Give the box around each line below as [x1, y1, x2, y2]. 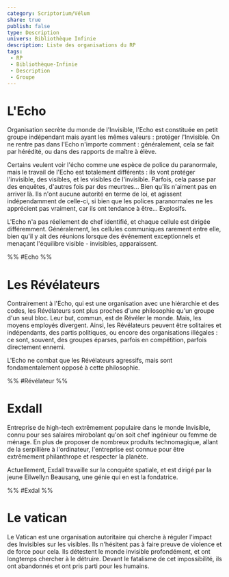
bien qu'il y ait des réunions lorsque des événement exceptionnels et [7, 232, 201, 240]
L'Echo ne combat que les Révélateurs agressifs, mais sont [7, 357, 173, 365]
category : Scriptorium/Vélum [7, 10, 90, 17]
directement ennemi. [7, 343, 66, 351]
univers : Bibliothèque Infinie [7, 36, 96, 42]
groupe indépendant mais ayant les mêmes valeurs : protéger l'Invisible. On [7, 133, 220, 141]
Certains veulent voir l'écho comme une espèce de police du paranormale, [7, 161, 217, 169]
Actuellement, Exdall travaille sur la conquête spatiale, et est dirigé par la [7, 466, 212, 474]
